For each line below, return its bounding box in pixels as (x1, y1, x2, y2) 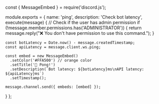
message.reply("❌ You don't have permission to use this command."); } (5, 30, 154, 36)
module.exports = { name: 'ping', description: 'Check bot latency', (5, 14, 143, 20)
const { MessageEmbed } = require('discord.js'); (5, 5, 107, 10)
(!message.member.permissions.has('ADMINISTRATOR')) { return (5, 25, 142, 31)
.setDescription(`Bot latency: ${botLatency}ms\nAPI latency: (10, 67, 144, 72)
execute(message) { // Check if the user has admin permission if (5, 20, 140, 25)
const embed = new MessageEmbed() (5, 54, 79, 59)
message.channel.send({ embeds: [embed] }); (5, 84, 101, 89)
